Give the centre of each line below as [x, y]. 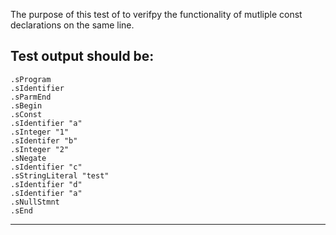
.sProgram [31, 79]
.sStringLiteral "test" [60, 175]
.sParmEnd [31, 97]
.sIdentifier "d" [46, 184]
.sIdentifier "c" [46, 167]
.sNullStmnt [35, 202]
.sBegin [26, 105]
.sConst [26, 114]
